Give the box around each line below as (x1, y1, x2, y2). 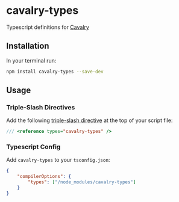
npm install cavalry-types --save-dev (6, 69, 104, 75)
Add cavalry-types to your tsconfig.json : (6, 156, 110, 164)
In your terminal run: (6, 57, 57, 64)
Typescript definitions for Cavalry (6, 23, 89, 31)
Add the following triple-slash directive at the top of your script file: (6, 117, 173, 124)
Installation (6, 41, 49, 51)
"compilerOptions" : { (17, 174, 71, 180)
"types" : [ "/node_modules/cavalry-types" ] (28, 179, 136, 185)
